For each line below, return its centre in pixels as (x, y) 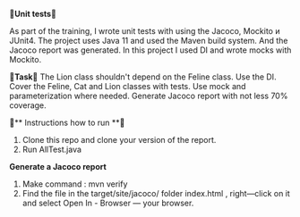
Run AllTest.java (52, 149)
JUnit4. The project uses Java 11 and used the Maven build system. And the (149, 41)
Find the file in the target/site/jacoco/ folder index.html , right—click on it (156, 193)
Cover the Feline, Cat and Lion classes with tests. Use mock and (128, 86)
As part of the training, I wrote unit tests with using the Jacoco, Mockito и (145, 31)
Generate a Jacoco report (58, 167)
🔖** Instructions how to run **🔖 (67, 122)
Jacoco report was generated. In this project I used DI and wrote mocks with (150, 50)
